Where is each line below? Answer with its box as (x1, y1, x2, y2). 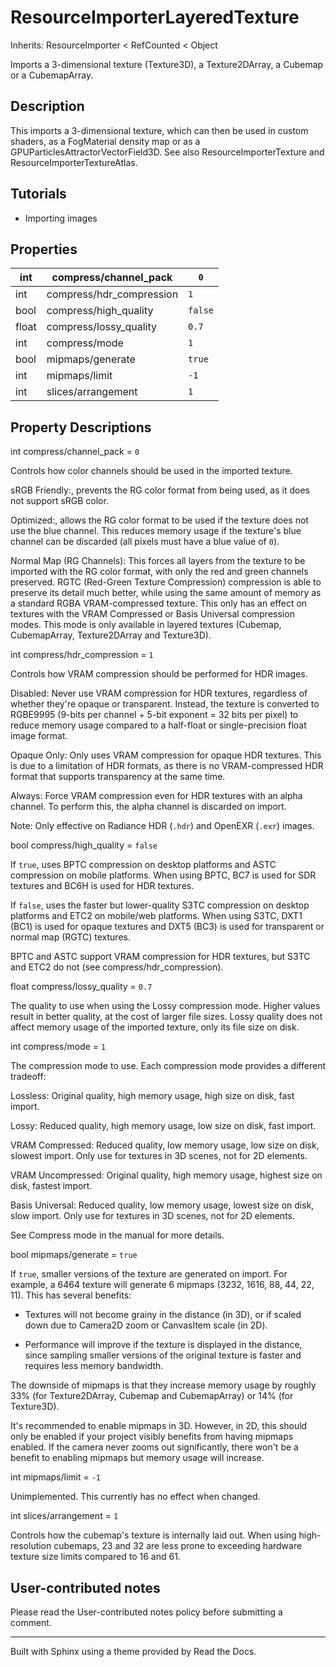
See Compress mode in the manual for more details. (10, 1229, 225, 1241)
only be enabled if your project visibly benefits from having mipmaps (10, 1431, 294, 1443)
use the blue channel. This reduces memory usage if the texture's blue (10, 525, 302, 537)
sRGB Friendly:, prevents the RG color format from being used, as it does (10, 484, 310, 496)
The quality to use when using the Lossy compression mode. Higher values (10, 1000, 321, 1012)
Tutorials (10, 186, 67, 203)
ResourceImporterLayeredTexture (10, 6, 300, 29)
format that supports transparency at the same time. (10, 771, 226, 783)
